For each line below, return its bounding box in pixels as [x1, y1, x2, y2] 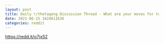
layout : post [5, 7, 32, 12]
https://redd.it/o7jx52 [5, 34, 48, 40]
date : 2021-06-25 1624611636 [5, 16, 64, 21]
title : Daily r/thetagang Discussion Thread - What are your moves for [5, 12, 154, 16]
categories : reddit [5, 20, 45, 26]
